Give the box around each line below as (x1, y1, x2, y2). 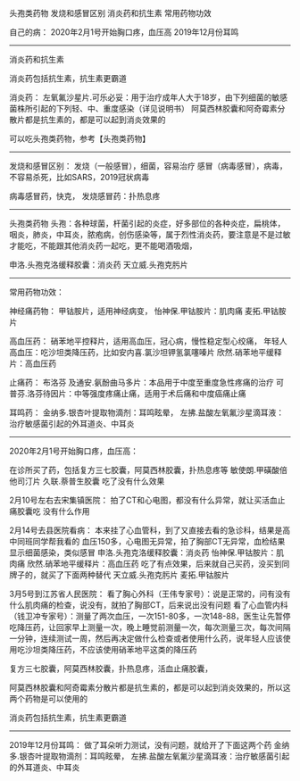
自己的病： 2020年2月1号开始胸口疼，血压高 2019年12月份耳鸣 (9, 27, 239, 37)
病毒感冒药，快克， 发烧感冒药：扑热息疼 (9, 191, 161, 201)
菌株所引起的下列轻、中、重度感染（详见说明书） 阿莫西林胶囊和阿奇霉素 (9, 104, 278, 113)
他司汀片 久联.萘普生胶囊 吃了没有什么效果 (9, 476, 165, 486)
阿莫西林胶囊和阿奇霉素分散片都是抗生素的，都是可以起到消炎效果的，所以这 (9, 682, 291, 693)
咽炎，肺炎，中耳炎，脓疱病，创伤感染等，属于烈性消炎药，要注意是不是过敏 (9, 229, 291, 239)
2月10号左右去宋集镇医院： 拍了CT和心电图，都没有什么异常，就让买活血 (9, 494, 279, 505)
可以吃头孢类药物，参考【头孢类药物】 (9, 133, 150, 144)
